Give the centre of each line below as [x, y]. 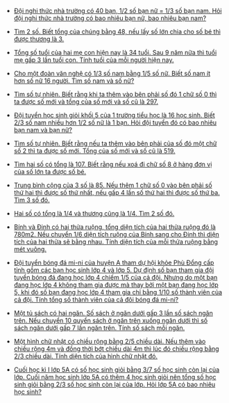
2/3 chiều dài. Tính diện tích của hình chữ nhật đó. [86, 356]
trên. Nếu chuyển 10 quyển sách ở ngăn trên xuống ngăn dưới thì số [111, 321]
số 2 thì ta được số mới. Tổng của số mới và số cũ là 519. [94, 151]
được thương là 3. [39, 39]
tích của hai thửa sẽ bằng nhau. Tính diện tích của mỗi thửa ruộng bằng [116, 242]
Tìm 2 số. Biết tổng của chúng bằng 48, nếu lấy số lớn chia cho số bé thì [117, 32]
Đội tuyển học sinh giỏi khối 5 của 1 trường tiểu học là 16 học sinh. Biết [114, 115]
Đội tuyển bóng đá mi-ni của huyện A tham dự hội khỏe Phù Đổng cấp [114, 262]
